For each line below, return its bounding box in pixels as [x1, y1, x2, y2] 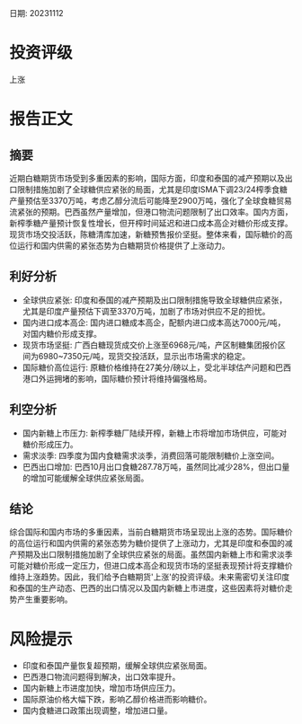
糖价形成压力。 [22, 438, 78, 449]
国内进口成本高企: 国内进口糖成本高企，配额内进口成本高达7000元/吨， [22, 317, 286, 328]
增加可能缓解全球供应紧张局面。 [30, 472, 149, 483]
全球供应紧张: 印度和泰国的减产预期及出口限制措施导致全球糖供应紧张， [22, 295, 288, 305]
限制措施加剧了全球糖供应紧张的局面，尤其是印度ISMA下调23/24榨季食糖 [16, 183, 288, 195]
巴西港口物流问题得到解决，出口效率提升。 [22, 672, 181, 683]
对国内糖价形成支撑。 [22, 328, 102, 339]
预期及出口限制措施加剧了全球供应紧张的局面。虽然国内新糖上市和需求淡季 [16, 549, 293, 560]
